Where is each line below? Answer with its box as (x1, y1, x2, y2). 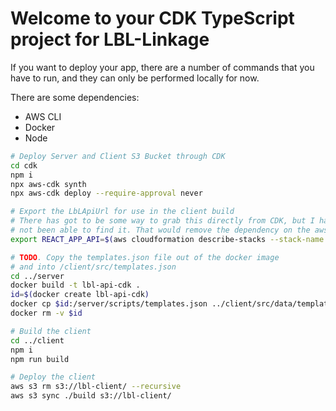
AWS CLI (24, 110, 62, 122)
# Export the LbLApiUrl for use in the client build (10, 207, 235, 217)
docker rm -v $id (10, 308, 83, 319)
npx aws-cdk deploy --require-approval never (10, 188, 203, 199)
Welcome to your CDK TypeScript (10, 7, 295, 30)
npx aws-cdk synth (10, 179, 87, 189)
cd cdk (10, 160, 38, 171)
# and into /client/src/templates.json (10, 262, 177, 272)
